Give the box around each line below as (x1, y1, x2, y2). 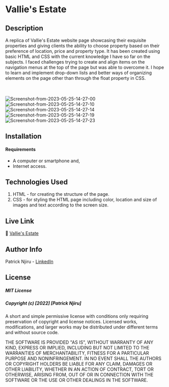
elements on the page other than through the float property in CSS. (5, 75, 146, 81)
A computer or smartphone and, (12, 158, 80, 164)
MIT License (5, 287, 32, 293)
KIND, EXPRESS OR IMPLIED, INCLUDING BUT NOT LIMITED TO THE (5, 344, 150, 350)
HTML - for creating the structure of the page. (12, 191, 109, 197)
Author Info (5, 245, 42, 254)
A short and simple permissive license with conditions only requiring (5, 313, 149, 319)
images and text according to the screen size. (12, 202, 108, 208)
